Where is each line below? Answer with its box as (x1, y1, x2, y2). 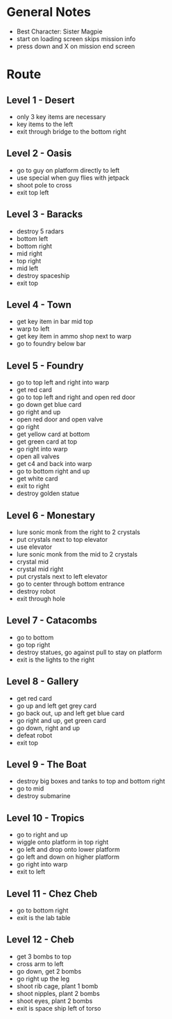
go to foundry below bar (16, 339, 86, 348)
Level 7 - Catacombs (6, 614, 98, 627)
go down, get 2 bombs (16, 967, 82, 975)
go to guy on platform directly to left (16, 166, 120, 174)
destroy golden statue (16, 489, 80, 498)
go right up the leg (16, 974, 70, 983)
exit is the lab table (16, 914, 71, 922)
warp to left (16, 325, 50, 333)
